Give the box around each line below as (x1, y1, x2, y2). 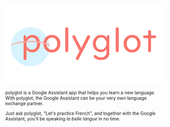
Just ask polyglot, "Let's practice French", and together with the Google (5, 110, 156, 116)
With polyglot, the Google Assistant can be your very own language (5, 95, 147, 101)
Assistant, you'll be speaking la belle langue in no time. (5, 116, 121, 121)
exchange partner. (5, 100, 44, 106)
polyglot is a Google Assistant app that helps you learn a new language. (5, 90, 156, 95)
